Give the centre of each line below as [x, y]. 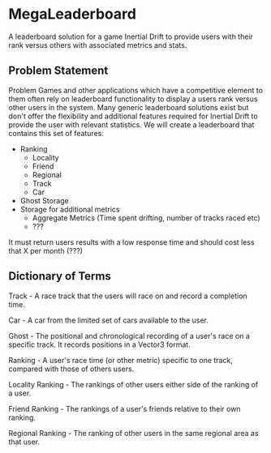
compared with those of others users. [71, 369]
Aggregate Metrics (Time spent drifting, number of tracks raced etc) [146, 218]
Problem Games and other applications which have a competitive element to [136, 90]
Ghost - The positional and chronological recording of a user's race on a [129, 335]
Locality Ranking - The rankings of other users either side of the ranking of [133, 384]
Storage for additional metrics [70, 209]
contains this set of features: [56, 133]
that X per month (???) [46, 250]
